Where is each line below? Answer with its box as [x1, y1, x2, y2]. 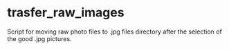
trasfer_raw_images [7, 5, 125, 21]
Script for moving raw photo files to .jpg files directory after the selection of [7, 27, 223, 36]
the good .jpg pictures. [7, 34, 72, 42]
